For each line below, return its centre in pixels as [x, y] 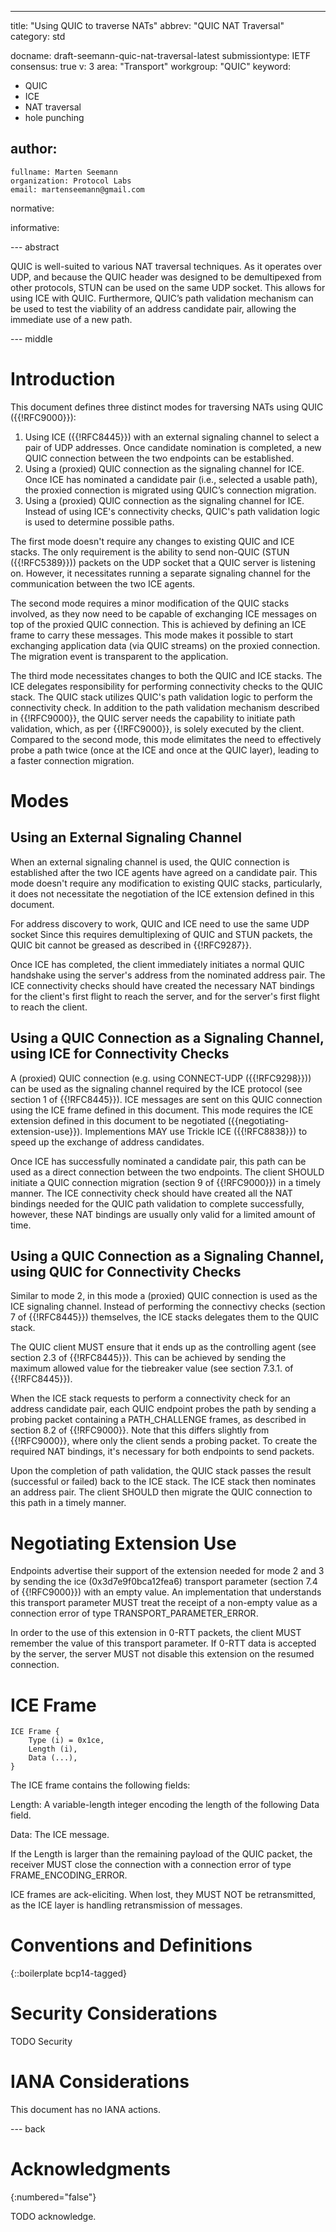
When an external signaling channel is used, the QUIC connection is [150, 862]
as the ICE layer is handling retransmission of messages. [126, 1905]
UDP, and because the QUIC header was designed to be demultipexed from [166, 277]
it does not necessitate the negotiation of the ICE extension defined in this [162, 893]
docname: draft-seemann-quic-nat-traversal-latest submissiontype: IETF [161, 55]
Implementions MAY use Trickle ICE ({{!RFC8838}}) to [196, 1131]
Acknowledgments [91, 2169]
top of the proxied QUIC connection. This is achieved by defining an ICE [158, 624]
